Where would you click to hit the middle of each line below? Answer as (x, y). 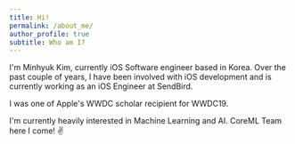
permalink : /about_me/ (51, 26)
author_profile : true (49, 34)
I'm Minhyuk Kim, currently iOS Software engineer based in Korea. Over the (148, 68)
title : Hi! (29, 17)
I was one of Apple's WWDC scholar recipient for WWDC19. (119, 104)
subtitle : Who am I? (48, 42)
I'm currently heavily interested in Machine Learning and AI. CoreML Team (146, 121)
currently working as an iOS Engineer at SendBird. (101, 86)
